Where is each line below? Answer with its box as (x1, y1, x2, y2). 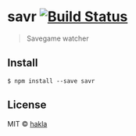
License (7, 98, 47, 112)
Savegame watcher (26, 34, 89, 43)
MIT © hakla (7, 119, 48, 128)
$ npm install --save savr (7, 77, 95, 85)
